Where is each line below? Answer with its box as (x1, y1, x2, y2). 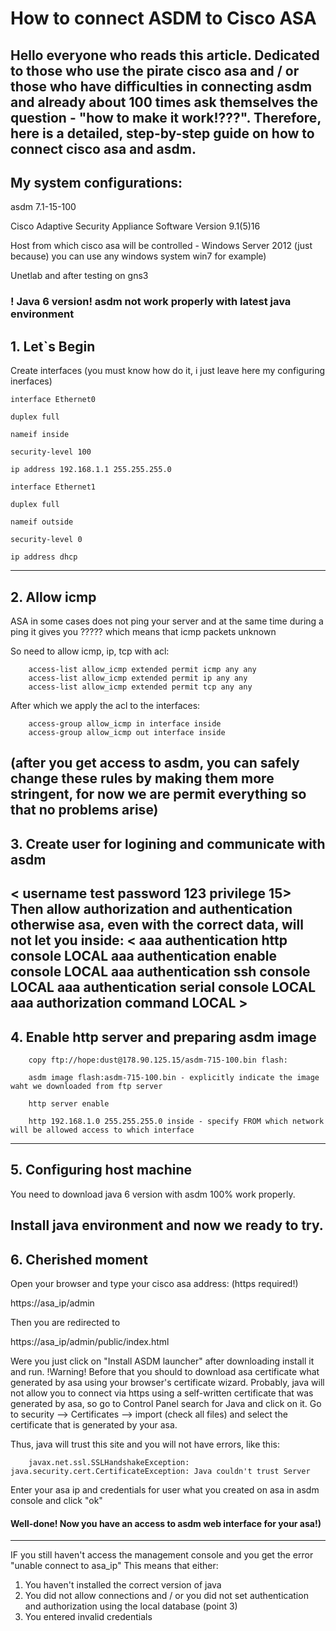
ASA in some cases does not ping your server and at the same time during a (10, 615, 324, 627)
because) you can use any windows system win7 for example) (10, 250, 267, 262)
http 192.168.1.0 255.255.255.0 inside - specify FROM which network (28, 1116, 325, 1126)
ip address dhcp (10, 552, 78, 562)
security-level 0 (10, 535, 83, 545)
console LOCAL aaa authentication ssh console (10, 963, 311, 981)
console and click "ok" (10, 1494, 103, 1506)
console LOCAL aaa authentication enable (10, 948, 277, 965)
